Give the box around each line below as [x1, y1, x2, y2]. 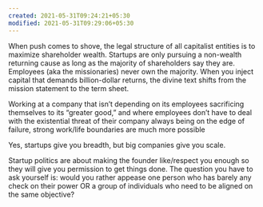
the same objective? [8, 189, 74, 199]
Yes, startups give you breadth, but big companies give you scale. [8, 140, 226, 149]
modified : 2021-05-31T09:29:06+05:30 [8, 19, 134, 27]
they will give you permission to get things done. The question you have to [8, 164, 253, 173]
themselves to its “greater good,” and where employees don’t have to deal [8, 107, 253, 117]
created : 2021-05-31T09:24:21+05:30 [8, 11, 130, 20]
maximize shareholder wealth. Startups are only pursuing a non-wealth [8, 50, 242, 59]
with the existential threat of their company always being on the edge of [8, 116, 245, 125]
